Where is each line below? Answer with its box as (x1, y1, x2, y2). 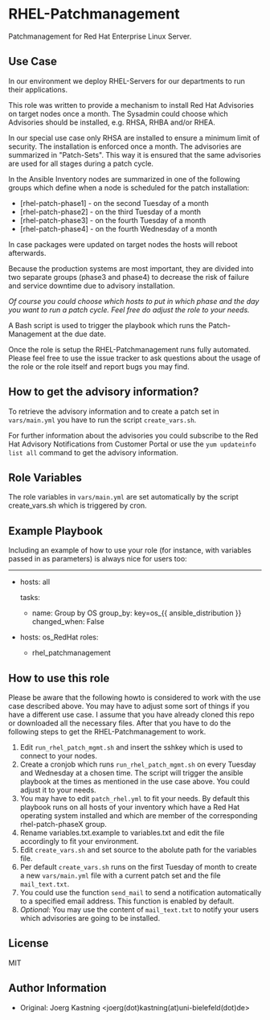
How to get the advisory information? (8, 385, 199, 399)
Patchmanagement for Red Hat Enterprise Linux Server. (8, 31, 192, 41)
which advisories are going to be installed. (19, 914, 161, 923)
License (8, 936, 49, 950)
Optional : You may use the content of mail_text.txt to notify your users (19, 905, 260, 914)
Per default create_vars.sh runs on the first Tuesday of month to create (19, 862, 257, 871)
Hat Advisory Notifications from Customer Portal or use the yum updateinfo (8, 439, 257, 449)
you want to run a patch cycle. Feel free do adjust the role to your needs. (8, 305, 251, 315)
